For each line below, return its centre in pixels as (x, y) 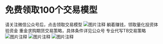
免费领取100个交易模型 (51, 10)
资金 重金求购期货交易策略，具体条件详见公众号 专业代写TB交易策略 (78, 30)
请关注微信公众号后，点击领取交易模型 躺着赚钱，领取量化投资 (80, 24)
